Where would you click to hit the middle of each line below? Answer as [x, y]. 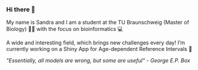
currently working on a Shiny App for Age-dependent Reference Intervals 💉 [99, 49]
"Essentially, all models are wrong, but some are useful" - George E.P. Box [98, 61]
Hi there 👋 [21, 9]
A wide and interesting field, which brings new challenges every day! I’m [96, 43]
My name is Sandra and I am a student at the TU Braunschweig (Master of [98, 23]
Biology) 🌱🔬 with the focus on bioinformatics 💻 [64, 29]
